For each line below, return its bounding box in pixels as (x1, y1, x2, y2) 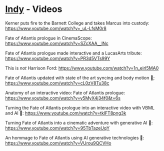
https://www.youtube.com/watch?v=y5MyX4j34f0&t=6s (5, 95, 121, 101)
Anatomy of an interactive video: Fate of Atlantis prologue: (5, 89, 125, 95)
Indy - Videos (5, 3, 62, 15)
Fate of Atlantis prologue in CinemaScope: (5, 35, 92, 41)
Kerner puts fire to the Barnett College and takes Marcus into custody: (5, 20, 150, 26)
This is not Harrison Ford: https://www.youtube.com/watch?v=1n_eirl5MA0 (5, 65, 159, 71)
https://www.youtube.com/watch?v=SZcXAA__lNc (5, 40, 108, 46)
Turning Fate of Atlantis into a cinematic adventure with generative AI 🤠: (5, 119, 153, 125)
